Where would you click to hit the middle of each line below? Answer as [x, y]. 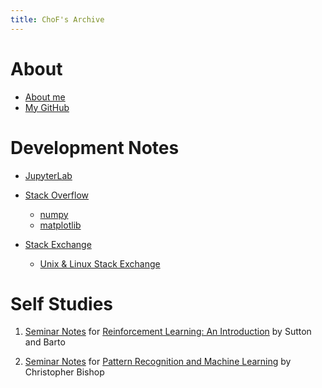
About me [45, 97]
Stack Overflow [57, 195]
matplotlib [60, 225]
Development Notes [95, 147]
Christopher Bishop [64, 372]
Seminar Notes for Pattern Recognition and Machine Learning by [158, 362]
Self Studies [61, 303]
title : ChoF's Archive [57, 19]
